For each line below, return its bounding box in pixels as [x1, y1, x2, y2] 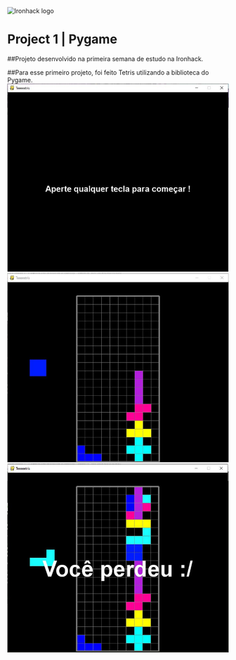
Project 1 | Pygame [7, 32, 118, 47]
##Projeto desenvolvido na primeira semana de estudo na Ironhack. [7, 54, 204, 63]
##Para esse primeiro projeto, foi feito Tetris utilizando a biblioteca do [7, 68, 209, 77]
